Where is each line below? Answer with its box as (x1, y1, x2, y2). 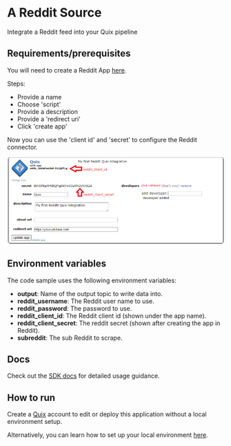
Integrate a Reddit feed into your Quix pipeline (7, 28, 138, 36)
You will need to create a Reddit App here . (7, 66, 127, 74)
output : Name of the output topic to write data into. (17, 289, 163, 298)
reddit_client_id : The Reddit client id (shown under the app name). (17, 311, 207, 320)
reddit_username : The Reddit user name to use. (17, 297, 154, 305)
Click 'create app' (17, 122, 68, 130)
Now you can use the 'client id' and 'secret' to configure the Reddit (7, 135, 198, 144)
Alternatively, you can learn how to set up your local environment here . (7, 431, 208, 439)
